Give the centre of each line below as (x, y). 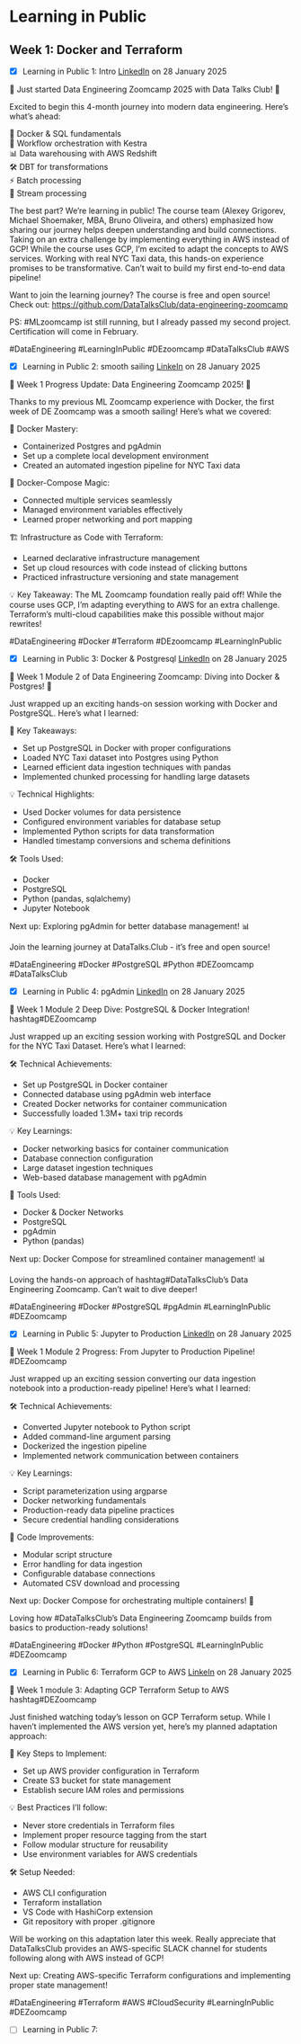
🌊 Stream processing (48, 193)
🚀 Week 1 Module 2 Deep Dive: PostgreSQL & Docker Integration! (129, 1010)
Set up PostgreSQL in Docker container (95, 1084)
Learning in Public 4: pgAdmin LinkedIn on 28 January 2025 (133, 992)
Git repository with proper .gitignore (89, 1922)
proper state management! (58, 1986)
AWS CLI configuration (65, 1893)
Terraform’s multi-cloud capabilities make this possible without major (137, 614)
